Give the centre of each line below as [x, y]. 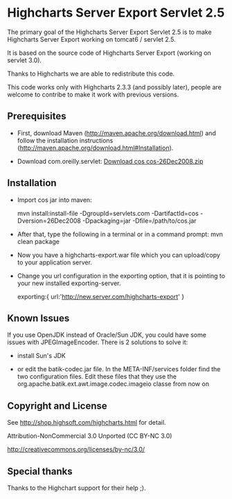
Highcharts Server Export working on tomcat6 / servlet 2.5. [91, 39]
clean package [38, 242]
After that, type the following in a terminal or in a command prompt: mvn [120, 234]
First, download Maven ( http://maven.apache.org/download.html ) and [116, 133]
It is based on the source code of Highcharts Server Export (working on [109, 53]
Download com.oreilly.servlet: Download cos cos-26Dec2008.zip [110, 161]
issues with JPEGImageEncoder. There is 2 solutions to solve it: [98, 342]
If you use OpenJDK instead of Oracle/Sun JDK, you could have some [107, 335]
